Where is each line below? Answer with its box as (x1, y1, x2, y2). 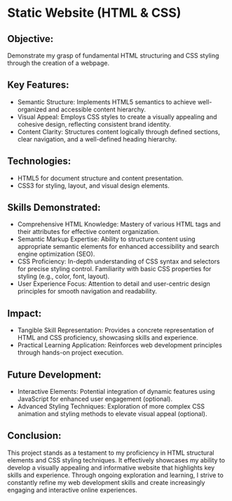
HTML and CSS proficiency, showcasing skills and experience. (17, 334, 198, 342)
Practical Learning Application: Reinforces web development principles (17, 341, 222, 350)
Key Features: (7, 79, 69, 91)
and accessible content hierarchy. (48, 105, 146, 114)
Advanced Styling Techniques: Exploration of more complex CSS (17, 402, 205, 411)
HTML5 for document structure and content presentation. (17, 174, 184, 182)
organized (17, 105, 47, 114)
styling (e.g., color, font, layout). (17, 272, 110, 281)
